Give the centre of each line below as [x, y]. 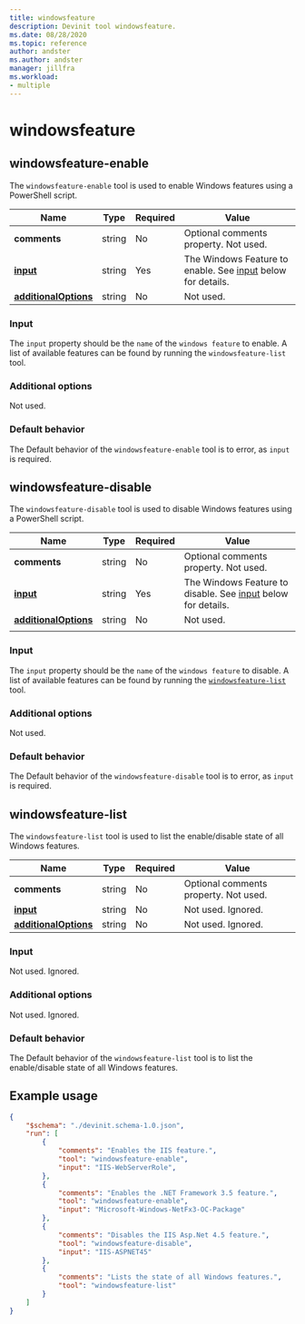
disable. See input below [236, 593]
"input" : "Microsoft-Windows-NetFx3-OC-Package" [152, 1210]
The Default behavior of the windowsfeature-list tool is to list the [131, 1057]
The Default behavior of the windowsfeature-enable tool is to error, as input [150, 449]
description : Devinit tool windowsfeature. [93, 26]
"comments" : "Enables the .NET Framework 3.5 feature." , [168, 1193]
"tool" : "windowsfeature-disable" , [125, 1243]
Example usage [54, 1096]
